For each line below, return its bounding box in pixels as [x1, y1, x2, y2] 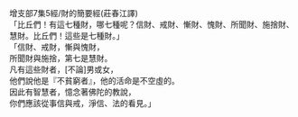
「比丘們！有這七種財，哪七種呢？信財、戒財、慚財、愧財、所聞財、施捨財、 [9, 19, 294, 30]
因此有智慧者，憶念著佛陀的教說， [9, 86, 136, 97]
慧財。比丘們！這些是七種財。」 [9, 31, 125, 40]
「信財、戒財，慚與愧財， [9, 41, 105, 52]
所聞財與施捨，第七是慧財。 [9, 53, 113, 63]
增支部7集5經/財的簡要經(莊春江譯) [9, 8, 138, 18]
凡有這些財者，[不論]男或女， [9, 64, 119, 75]
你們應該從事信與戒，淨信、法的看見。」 [9, 98, 156, 108]
